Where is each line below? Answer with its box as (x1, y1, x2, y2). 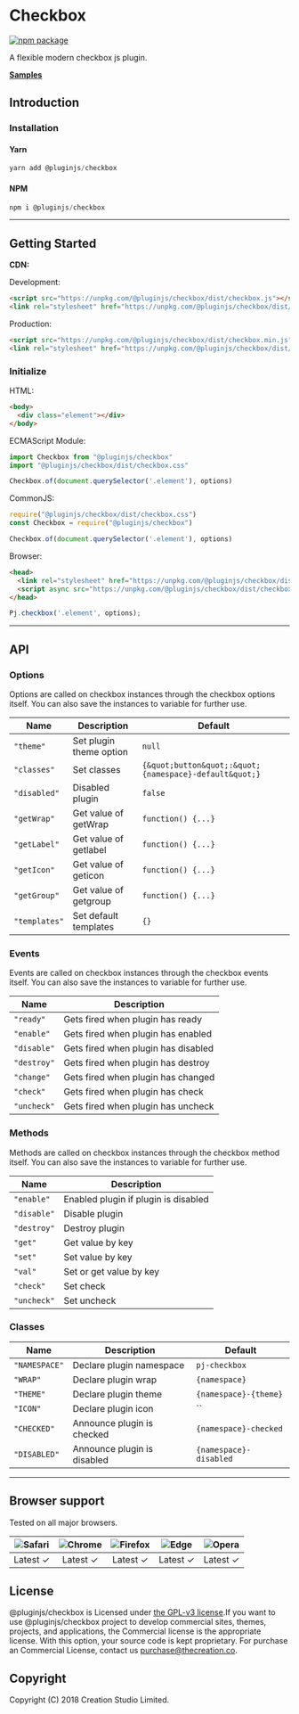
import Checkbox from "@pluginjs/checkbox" (9, 452, 174, 462)
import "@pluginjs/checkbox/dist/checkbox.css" (9, 461, 190, 470)
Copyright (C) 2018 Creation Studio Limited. (9, 1694, 170, 1705)
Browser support (9, 1494, 105, 1509)
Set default (72, 909, 118, 922)
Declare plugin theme (72, 1388, 163, 1400)
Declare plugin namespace (72, 1358, 185, 1371)
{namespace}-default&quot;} (141, 768, 261, 779)
